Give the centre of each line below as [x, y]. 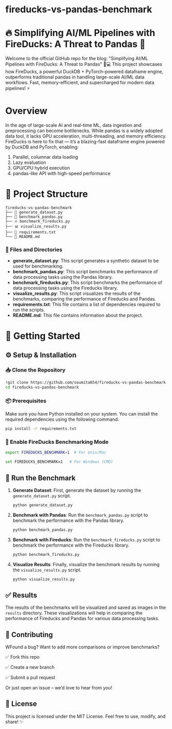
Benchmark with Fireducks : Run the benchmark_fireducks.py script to [86, 539]
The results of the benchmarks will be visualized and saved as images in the [86, 608]
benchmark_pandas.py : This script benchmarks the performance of [85, 272]
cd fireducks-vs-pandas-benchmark [42, 387]
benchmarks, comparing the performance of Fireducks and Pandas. [84, 299]
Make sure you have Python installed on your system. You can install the [82, 414]
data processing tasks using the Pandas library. [63, 277]
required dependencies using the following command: [62, 419]
